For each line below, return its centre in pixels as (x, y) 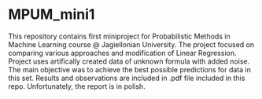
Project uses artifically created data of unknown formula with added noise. (129, 61)
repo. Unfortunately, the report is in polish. (77, 86)
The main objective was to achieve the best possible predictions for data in (130, 69)
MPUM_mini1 (52, 15)
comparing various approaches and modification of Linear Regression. (122, 53)
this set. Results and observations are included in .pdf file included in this (127, 78)
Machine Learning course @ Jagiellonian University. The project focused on (131, 44)
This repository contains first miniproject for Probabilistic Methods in (119, 36)
